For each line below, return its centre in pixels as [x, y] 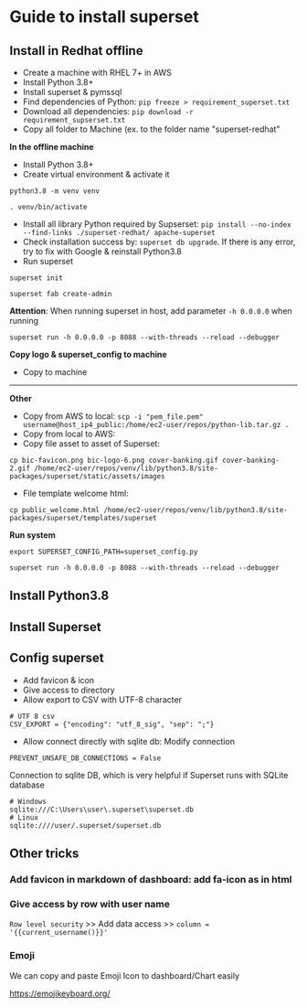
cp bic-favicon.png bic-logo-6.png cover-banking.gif [114, 460]
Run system [33, 535]
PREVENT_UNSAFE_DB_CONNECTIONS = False [85, 758]
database [27, 785]
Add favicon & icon [58, 680]
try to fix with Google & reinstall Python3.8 [102, 252]
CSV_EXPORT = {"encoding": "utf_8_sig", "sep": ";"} [112, 724]
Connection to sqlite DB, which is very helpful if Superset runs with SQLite [149, 775]
